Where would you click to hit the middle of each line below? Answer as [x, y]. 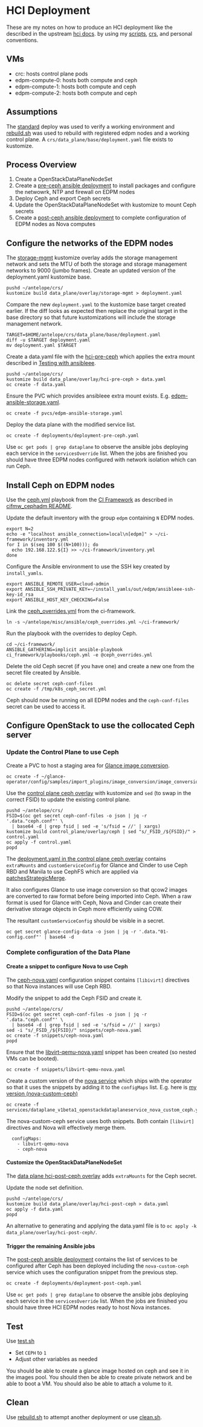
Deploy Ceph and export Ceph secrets [63, 198]
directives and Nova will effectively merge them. [66, 1127]
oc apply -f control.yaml [39, 842]
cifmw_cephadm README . [39, 506]
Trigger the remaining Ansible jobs [51, 1246]
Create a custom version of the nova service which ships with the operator [99, 1081]
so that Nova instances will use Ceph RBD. [59, 986]
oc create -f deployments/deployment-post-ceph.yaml [74, 1284]
